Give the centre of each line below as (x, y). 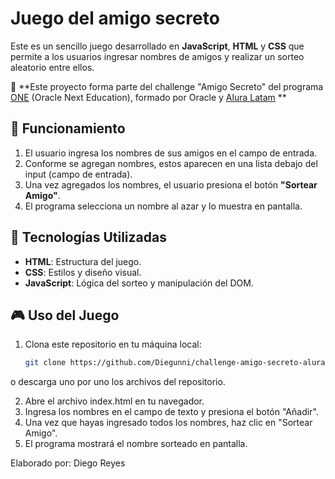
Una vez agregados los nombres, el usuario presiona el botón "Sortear (171, 184)
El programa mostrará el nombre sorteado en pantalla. (136, 444)
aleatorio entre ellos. (52, 67)
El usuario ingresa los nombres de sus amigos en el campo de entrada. (171, 153)
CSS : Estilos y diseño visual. (83, 272)
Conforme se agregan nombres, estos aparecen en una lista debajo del (171, 163)
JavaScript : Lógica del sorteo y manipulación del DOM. (139, 283)
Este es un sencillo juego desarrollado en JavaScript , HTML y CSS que (157, 46)
